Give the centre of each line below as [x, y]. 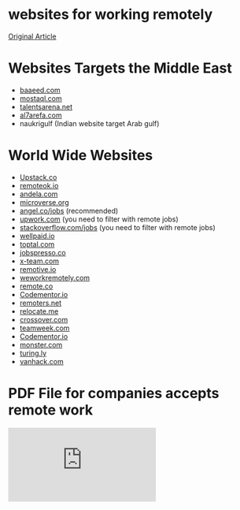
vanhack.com [42, 361]
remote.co [36, 286]
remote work [51, 410]
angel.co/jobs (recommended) [69, 210]
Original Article [32, 36]
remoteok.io [39, 185]
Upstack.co [38, 177]
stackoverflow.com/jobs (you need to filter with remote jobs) [118, 227]
